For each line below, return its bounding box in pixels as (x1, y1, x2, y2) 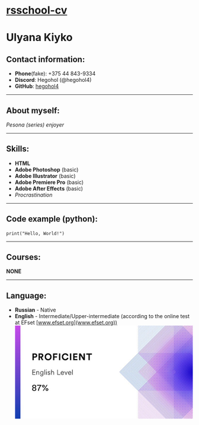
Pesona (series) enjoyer (6, 121, 65, 128)
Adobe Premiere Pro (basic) (14, 179, 84, 186)
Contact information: (6, 54, 85, 64)
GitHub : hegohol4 (14, 83, 59, 90)
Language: (6, 290, 47, 300)
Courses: (6, 252, 41, 262)
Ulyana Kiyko (6, 31, 73, 45)
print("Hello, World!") (6, 230, 65, 236)
